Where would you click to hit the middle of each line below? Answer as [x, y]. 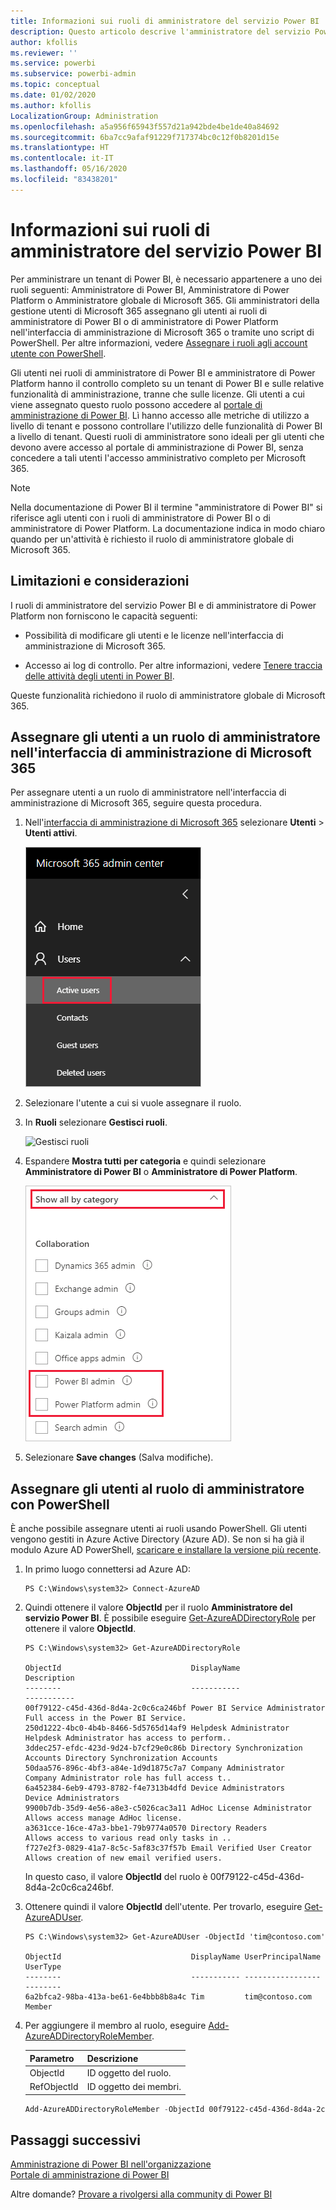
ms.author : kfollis [51, 105]
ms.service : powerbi [53, 63]
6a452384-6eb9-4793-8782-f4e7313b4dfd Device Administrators [155, 1788]
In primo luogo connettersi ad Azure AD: [107, 1569]
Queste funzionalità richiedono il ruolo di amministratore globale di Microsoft [168, 695]
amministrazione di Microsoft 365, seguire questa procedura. [136, 803]
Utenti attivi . [51, 833]
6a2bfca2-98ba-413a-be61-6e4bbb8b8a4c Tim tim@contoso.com [168, 1997]
